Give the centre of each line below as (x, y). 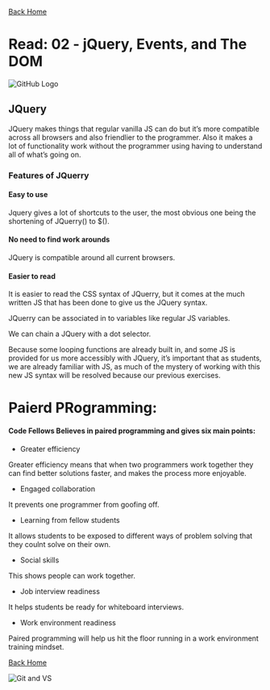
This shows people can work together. (72, 575)
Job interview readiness (60, 591)
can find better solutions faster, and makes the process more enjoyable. (128, 473)
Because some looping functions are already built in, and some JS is (122, 350)
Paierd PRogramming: (83, 408)
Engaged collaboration (57, 489)
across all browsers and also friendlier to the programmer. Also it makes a (131, 137)
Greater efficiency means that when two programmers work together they (131, 465)
